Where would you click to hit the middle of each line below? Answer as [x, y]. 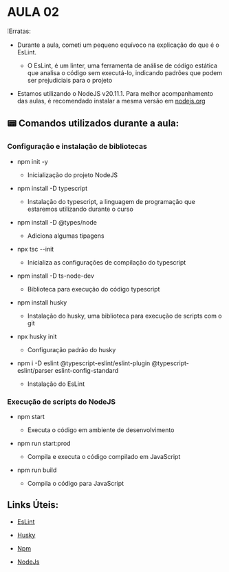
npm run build [37, 470]
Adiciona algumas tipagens [66, 236]
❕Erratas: [19, 31]
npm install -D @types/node [57, 222]
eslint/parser [35, 370]
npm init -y [32, 161]
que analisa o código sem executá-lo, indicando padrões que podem [124, 72]
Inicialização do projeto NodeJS [73, 175]
